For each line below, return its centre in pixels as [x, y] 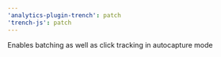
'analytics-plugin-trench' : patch [65, 15]
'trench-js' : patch [40, 23]
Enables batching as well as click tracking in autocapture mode [110, 45]
